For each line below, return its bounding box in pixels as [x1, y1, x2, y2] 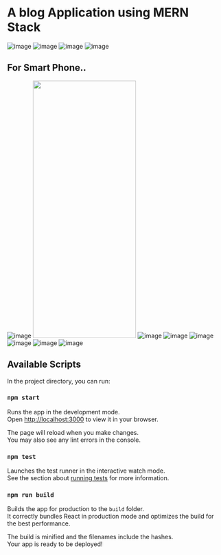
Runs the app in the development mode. [7, 408, 120, 416]
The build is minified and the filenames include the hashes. [7, 533, 174, 541]
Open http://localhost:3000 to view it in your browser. [7, 415, 159, 423]
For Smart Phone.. [7, 62, 87, 73]
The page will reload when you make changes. [7, 428, 139, 436]
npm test [7, 453, 36, 460]
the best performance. [7, 519, 71, 528]
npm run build [7, 491, 54, 499]
